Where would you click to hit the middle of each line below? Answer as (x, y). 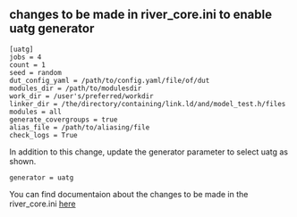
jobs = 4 (25, 57)
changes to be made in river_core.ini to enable (141, 15)
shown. (23, 161)
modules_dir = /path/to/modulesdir (76, 88)
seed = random (36, 72)
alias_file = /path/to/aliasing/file (80, 127)
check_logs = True (43, 135)
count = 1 (28, 65)
